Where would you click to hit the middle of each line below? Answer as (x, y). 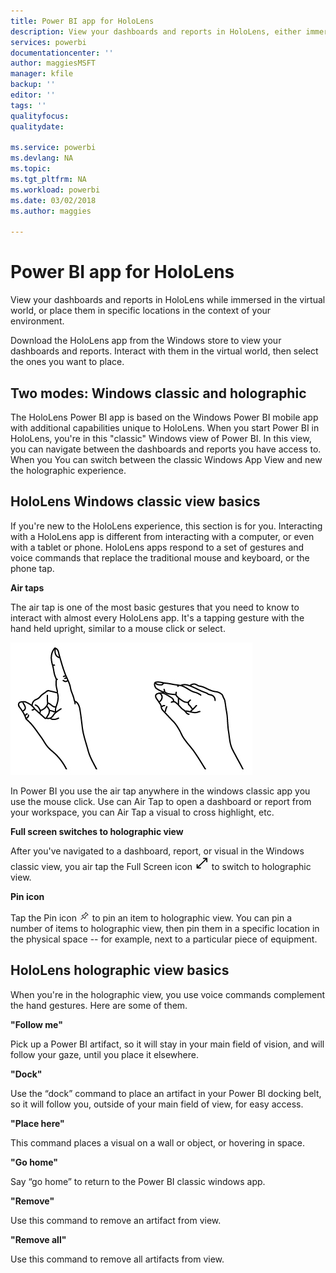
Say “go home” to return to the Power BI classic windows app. (138, 1181)
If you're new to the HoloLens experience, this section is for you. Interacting (166, 526)
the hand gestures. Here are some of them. (99, 1005)
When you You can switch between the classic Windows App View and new (166, 459)
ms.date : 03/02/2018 (53, 200)
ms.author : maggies (51, 211)
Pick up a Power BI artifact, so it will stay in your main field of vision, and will (167, 1044)
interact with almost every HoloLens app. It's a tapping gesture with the (157, 617)
